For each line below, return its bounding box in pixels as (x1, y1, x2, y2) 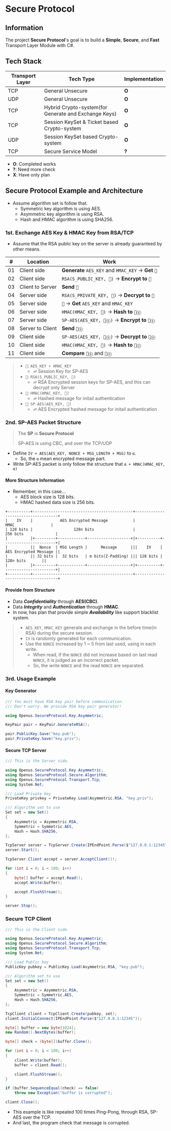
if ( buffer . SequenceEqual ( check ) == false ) (5, 1086, 99, 1091)
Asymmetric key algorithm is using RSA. (20, 211, 104, 217)
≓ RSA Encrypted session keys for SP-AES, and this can (33, 379, 151, 385)
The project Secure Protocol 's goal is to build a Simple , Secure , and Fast (5, 37, 160, 43)
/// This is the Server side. (5, 759, 70, 764)
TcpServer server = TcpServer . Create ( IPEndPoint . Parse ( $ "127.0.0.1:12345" (5, 843, 167, 848)
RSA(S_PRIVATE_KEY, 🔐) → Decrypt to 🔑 (62, 291, 155, 298)
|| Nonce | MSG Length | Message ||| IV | (30, 545, 163, 550)
